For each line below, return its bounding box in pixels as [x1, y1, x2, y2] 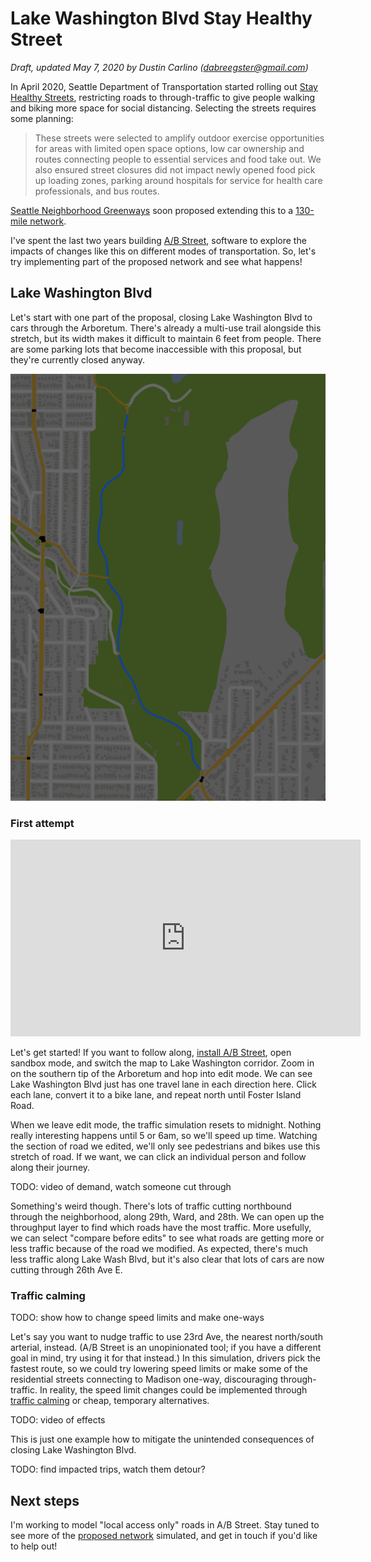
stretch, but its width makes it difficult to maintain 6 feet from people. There [10, 332, 322, 344]
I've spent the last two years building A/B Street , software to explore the [10, 234, 307, 246]
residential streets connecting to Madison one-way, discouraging [10, 1373, 278, 1386]
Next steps [10, 1492, 80, 1509]
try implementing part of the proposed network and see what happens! [10, 255, 303, 267]
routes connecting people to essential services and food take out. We [34, 153, 322, 165]
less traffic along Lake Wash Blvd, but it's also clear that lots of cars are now [10, 1253, 325, 1265]
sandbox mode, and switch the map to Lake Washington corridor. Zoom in [10, 1057, 315, 1069]
